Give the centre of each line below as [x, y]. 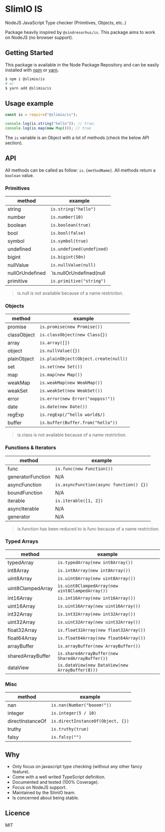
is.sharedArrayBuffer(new [88, 653]
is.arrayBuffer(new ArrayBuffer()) [99, 646]
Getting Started [29, 53]
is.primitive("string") [78, 281]
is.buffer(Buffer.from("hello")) [79, 423]
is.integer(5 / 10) [74, 713]
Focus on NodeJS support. [40, 787]
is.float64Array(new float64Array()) [101, 638]
